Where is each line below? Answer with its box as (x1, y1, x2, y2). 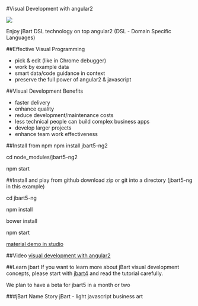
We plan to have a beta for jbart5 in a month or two (6, 282, 130, 288)
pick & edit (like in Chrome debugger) (14, 57, 107, 64)
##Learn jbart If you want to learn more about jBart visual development (6, 264, 180, 270)
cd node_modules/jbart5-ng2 (6, 154, 78, 160)
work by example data (14, 64, 69, 70)
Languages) (6, 34, 36, 41)
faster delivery (14, 99, 50, 106)
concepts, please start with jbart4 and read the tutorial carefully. (6, 270, 163, 277)
